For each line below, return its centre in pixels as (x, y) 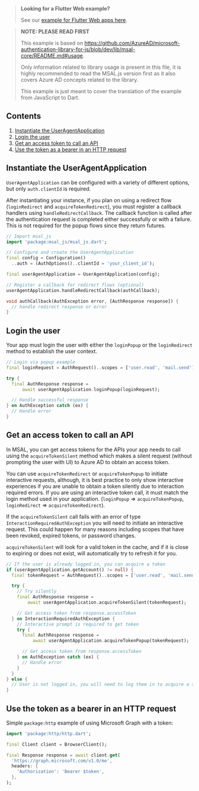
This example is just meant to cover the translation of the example (101, 91)
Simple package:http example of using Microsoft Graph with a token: (90, 723)
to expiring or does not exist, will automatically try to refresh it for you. (92, 553)
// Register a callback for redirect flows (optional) (75, 285)
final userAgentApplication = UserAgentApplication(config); (83, 274)
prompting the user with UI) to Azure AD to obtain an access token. (88, 462)
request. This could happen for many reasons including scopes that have (95, 529)
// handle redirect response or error (60, 307)
